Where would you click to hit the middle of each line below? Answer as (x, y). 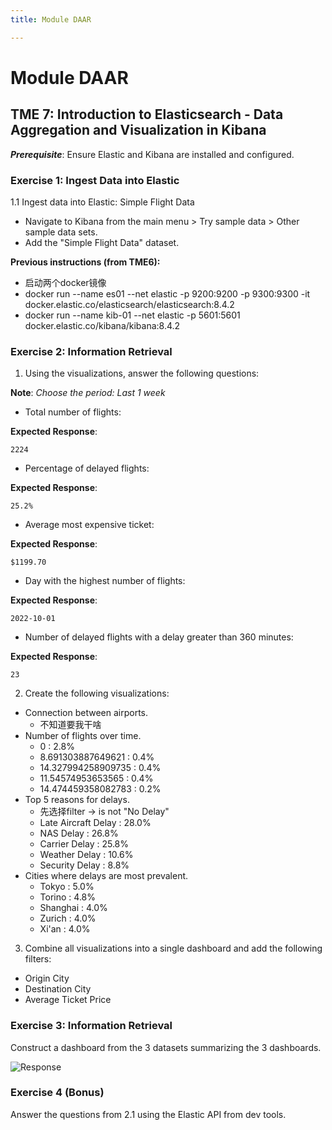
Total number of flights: (73, 412)
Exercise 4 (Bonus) (57, 1093)
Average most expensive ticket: (89, 525)
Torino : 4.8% (68, 897)
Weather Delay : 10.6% (86, 855)
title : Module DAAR (51, 19)
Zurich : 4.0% (68, 918)
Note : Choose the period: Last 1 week (88, 393)
